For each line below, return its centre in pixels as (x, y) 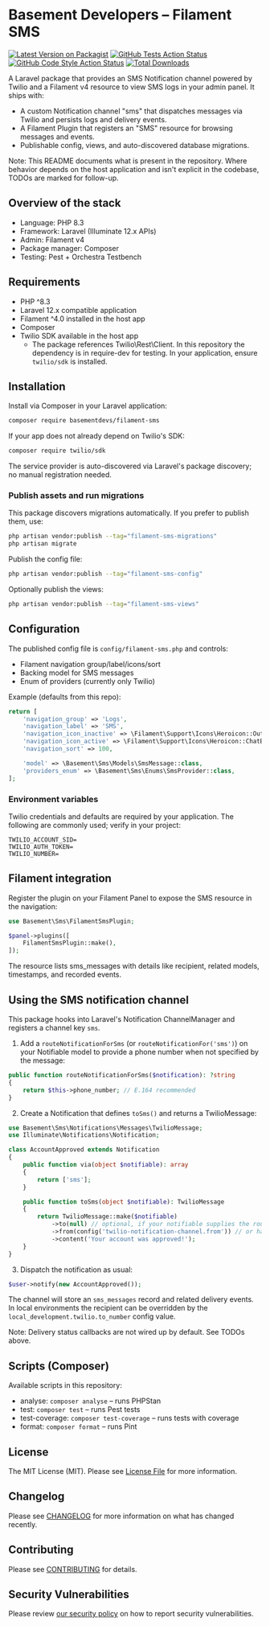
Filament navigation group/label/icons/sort (90, 664)
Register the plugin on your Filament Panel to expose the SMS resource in (130, 898)
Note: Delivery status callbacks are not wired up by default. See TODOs (127, 1332)
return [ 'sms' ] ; (64, 1179)
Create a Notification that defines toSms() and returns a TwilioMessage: (138, 1113)
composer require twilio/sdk (57, 451)
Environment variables (53, 799)
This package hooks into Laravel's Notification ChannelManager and (122, 1019)
